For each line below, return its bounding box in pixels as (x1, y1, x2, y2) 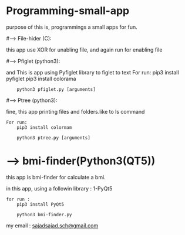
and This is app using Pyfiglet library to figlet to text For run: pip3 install (6, 69, 179, 76)
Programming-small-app (6, 4, 130, 18)
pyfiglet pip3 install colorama (6, 75, 76, 82)
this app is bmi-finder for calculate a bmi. (6, 173, 106, 180)
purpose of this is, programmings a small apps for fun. (6, 23, 137, 30)
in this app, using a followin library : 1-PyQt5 (6, 185, 113, 192)
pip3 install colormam (16, 124, 72, 130)
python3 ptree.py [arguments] (16, 135, 91, 141)
